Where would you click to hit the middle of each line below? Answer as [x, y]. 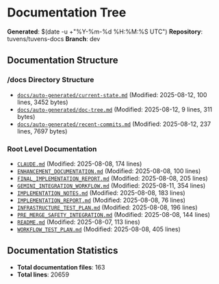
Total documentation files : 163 [61, 267]
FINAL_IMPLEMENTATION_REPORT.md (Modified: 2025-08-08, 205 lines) [112, 178]
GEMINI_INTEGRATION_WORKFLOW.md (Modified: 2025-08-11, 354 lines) [111, 185]
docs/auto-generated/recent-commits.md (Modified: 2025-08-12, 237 [114, 124]
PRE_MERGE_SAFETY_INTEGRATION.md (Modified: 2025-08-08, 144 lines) [114, 214]
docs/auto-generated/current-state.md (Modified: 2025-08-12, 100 [112, 94]
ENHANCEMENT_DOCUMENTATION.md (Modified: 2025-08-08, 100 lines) [109, 171]
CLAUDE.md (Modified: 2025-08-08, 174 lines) [79, 164]
